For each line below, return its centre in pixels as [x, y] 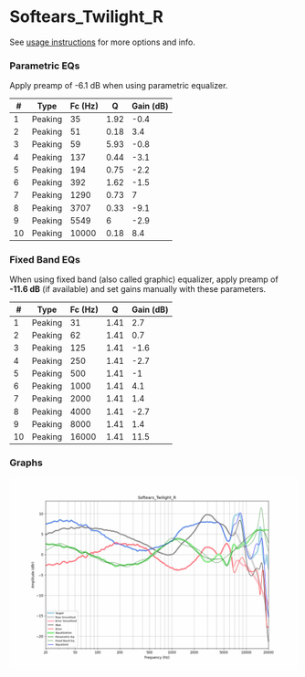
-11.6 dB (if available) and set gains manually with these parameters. [138, 289]
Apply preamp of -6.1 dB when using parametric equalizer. [119, 86]
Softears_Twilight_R [87, 17]
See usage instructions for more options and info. [103, 42]
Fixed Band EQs [45, 259]
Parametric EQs [45, 66]
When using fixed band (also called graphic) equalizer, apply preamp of [144, 279]
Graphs [26, 463]
